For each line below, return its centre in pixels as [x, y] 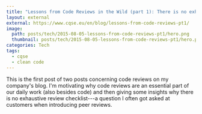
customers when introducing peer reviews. [59, 104]
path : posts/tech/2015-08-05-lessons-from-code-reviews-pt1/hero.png [100, 34]
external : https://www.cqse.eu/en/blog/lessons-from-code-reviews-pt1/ [98, 23]
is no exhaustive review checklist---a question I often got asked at [88, 98]
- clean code [28, 62]
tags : [13, 51]
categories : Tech [28, 46]
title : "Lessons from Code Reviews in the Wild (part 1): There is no [96, 12]
